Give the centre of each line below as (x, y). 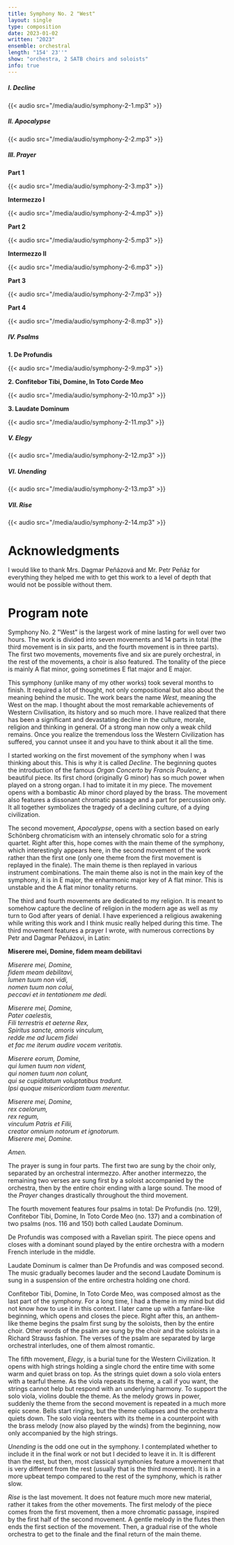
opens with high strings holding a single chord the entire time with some (111, 1367)
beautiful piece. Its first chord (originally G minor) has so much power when (116, 778)
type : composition (34, 26)
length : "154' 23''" (38, 53)
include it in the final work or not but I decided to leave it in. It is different (112, 1454)
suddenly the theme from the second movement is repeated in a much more (117, 1404)
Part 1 (16, 172)
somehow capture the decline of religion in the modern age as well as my (113, 908)
